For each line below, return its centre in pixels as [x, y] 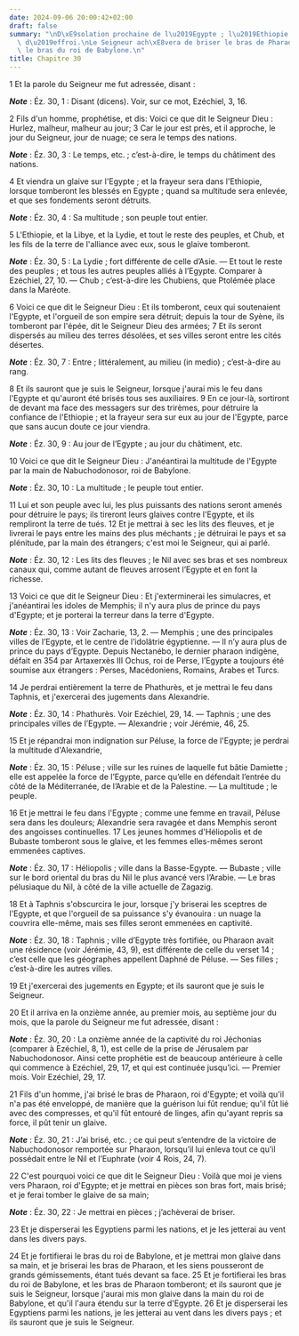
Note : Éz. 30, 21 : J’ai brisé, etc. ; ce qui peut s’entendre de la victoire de [143, 1140]
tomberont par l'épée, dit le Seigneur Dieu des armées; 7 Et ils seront [136, 326]
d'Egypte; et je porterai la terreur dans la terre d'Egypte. [112, 615]
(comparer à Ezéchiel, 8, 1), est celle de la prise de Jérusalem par [129, 1049]
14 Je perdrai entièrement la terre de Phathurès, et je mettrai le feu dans [141, 687]
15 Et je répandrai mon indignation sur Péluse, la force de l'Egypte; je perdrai [149, 740]
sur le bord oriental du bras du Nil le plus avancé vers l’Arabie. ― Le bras [142, 877]
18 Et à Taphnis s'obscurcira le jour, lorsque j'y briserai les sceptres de [138, 904]
